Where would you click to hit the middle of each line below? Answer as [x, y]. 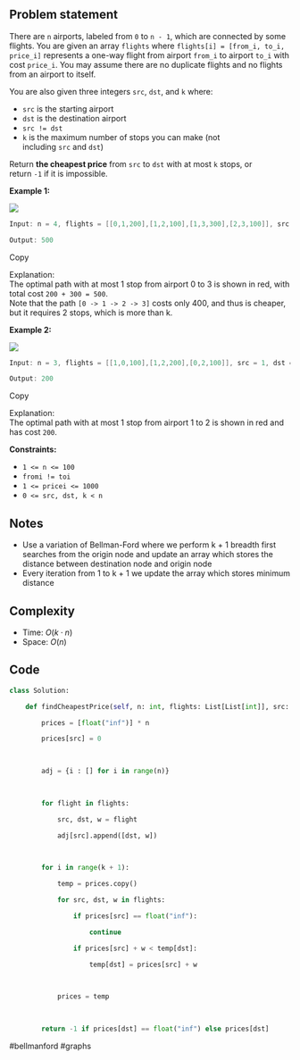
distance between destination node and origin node [117, 564]
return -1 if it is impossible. [59, 173]
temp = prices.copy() [97, 884]
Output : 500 [31, 240]
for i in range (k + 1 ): [85, 868]
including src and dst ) [63, 146]
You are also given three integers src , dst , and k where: [111, 91]
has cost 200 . [33, 432]
